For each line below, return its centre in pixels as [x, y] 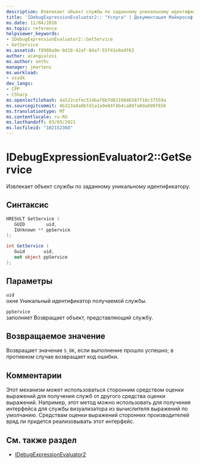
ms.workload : [22, 73]
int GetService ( [28, 246]
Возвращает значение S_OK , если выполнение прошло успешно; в [90, 350]
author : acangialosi [32, 56]
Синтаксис [27, 205]
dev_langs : [20, 84]
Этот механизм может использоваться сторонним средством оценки [95, 390]
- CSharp [17, 95]
